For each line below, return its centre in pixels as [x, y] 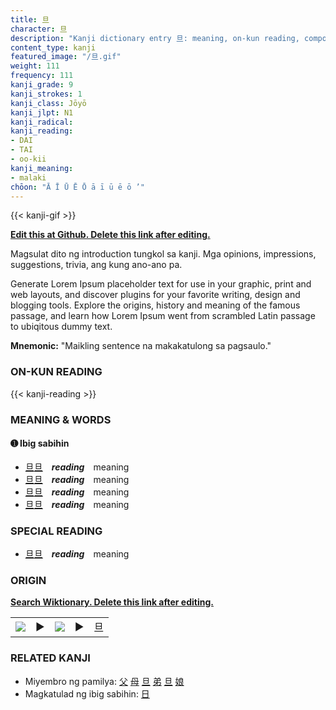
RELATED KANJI [50, 658]
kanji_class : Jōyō [48, 103]
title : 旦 [30, 19]
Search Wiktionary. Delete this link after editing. [112, 602]
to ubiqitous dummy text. [61, 327]
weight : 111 [35, 66]
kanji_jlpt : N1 [42, 112]
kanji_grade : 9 [42, 85]
